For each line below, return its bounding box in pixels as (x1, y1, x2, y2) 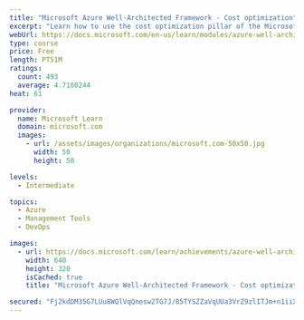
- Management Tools (17, 214, 91, 223)
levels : (9, 172, 39, 181)
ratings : (9, 64, 43, 73)
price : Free (9, 47, 54, 56)
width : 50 (33, 148, 71, 157)
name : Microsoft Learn (17, 114, 103, 123)
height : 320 (25, 264, 71, 273)
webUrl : (9, 30, 39, 39)
